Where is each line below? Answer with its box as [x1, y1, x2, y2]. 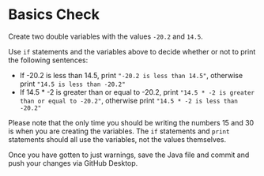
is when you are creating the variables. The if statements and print [8, 126, 230, 136]
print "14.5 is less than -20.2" [19, 79, 126, 88]
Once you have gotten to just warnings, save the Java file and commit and [8, 150, 250, 159]
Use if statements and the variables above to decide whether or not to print [8, 47, 256, 56]
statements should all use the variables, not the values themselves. [8, 134, 227, 144]
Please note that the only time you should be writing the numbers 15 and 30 [8, 118, 255, 127]
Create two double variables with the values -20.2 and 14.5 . [8, 32, 203, 41]
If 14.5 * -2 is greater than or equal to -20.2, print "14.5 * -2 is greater [19, 87, 255, 96]
